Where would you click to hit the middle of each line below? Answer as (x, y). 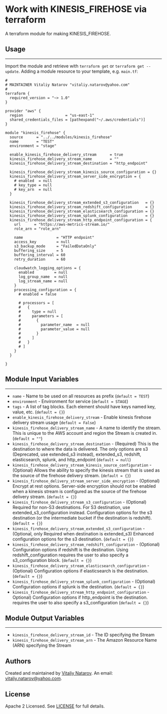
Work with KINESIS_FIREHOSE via (76, 9)
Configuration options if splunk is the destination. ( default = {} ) (78, 586)
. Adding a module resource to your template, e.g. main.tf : (78, 71)
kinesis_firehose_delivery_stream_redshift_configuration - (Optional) (86, 544)
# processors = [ (36, 303)
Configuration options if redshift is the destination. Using (70, 549)
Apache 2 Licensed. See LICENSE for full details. (55, 706)
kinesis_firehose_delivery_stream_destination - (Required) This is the (85, 444)
